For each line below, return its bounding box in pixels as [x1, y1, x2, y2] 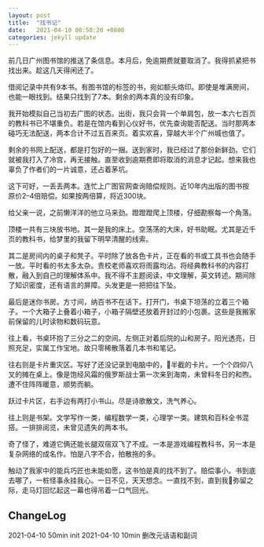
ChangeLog [8, 509, 67, 522]
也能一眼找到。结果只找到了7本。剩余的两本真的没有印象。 [8, 92, 198, 102]
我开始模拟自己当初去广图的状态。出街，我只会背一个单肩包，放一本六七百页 [8, 109, 256, 119]
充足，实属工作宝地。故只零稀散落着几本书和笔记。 [14, 343, 181, 353]
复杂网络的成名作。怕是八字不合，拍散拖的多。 [8, 449, 159, 459]
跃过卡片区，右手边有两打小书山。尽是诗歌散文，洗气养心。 [8, 396, 201, 406]
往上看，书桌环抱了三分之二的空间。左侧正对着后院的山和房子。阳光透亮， [8, 334, 249, 343]
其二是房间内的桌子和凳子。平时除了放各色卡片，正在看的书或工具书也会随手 [8, 251, 256, 261]
